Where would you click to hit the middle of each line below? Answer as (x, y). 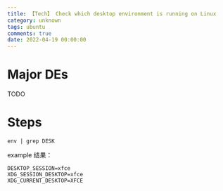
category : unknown (34, 20)
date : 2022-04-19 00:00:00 (47, 40)
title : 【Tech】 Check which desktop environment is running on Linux (112, 14)
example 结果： (30, 155)
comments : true (30, 33)
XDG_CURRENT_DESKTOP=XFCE (45, 180)
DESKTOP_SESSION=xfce (39, 169)
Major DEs (38, 75)
